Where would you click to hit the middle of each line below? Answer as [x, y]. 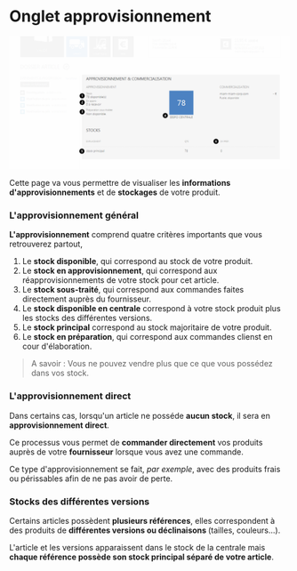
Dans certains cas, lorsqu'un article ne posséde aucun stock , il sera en [140, 415]
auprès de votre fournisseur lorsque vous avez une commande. [127, 452]
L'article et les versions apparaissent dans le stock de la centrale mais [137, 548]
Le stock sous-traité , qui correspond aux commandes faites [133, 290]
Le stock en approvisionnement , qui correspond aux [120, 271]
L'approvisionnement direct [70, 396]
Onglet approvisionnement [110, 16]
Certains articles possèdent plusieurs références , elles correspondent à [142, 521]
